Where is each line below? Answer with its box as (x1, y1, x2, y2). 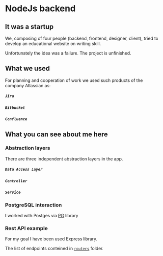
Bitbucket (5, 105, 26, 110)
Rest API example (5, 225, 48, 231)
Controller (5, 179, 27, 183)
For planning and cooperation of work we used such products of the (5, 77, 143, 83)
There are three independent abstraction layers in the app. (5, 155, 123, 162)
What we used (5, 64, 50, 73)
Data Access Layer (5, 167, 43, 172)
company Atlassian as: (5, 82, 51, 88)
